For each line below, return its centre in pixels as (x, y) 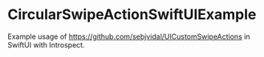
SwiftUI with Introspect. (46, 44)
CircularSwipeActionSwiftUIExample (132, 15)
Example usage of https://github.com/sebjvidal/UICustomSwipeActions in (129, 36)
